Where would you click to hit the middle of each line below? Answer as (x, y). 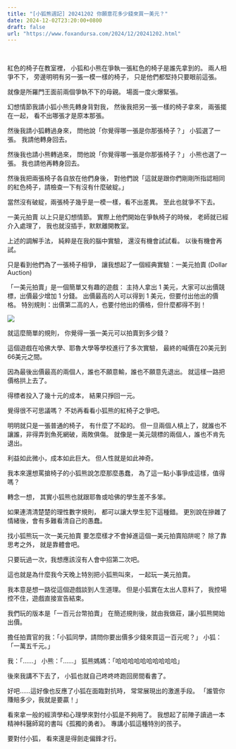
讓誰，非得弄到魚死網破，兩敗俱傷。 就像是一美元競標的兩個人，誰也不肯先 (116, 434)
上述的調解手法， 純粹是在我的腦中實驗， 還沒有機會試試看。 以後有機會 (112, 241)
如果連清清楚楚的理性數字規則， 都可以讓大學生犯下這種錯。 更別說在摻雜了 (117, 512)
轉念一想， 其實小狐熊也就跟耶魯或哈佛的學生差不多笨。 (88, 497)
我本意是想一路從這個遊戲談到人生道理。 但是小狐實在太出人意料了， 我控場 (117, 590)
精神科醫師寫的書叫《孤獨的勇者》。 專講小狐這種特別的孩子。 (96, 724)
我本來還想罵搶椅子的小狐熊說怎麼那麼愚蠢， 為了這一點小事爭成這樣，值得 (116, 473)
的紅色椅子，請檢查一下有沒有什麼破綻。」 (68, 187)
